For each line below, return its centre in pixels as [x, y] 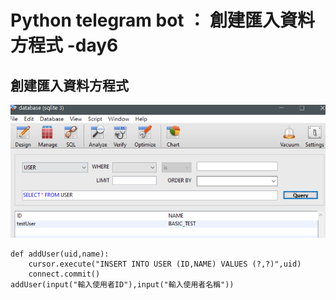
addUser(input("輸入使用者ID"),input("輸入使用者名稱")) [122, 285]
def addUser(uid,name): [60, 254]
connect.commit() [64, 274]
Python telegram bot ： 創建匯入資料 [162, 20]
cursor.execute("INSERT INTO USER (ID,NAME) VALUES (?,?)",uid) [165, 264]
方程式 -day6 [64, 45]
